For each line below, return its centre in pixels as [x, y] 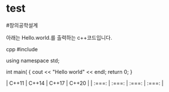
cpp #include [22, 49]
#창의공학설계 [22, 25]
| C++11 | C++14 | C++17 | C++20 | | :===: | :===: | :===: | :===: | [85, 83]
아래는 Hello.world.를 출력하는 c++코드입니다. [59, 37]
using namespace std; [33, 61]
